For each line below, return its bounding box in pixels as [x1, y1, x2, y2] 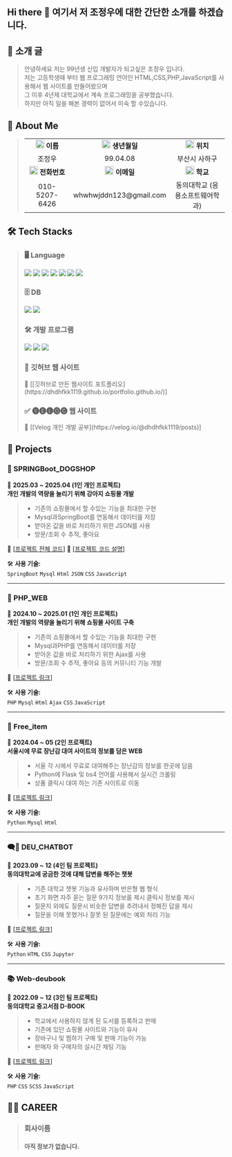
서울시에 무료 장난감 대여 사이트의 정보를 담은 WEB [7, 747, 143, 755]
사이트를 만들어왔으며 [50, 82, 108, 90]
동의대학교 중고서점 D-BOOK [7, 1002, 86, 1010]
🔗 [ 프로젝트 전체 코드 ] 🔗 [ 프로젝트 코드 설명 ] [7, 544, 126, 553]
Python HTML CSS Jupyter [7, 951, 75, 958]
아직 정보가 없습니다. [23, 1142, 80, 1150]
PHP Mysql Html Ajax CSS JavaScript [7, 699, 106, 706]
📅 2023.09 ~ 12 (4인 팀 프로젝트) [7, 861, 98, 870]
